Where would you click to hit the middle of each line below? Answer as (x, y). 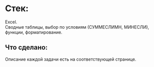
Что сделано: (26, 47)
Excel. (11, 22)
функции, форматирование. (34, 32)
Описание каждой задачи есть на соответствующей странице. (71, 59)
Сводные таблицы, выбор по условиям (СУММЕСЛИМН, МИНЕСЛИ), (77, 27)
